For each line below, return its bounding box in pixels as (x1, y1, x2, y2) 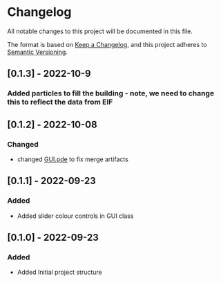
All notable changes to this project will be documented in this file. (7, 27, 193, 35)
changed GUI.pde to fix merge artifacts (17, 155, 129, 163)
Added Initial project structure (17, 268, 102, 277)
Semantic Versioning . (7, 48, 68, 56)
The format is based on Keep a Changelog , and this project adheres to (7, 40, 207, 48)
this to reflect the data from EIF (7, 98, 113, 107)
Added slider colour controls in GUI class (17, 212, 134, 220)
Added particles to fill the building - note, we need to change (7, 89, 215, 98)
